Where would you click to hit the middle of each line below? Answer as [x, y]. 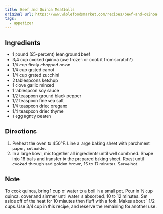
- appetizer [22, 23]
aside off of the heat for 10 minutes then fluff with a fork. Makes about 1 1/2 [80, 201]
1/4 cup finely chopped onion [41, 65]
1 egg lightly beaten [32, 116]
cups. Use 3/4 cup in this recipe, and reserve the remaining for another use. [81, 206]
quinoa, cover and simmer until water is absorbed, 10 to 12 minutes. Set [76, 196]
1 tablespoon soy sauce [36, 91]
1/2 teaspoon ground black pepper [47, 96]
